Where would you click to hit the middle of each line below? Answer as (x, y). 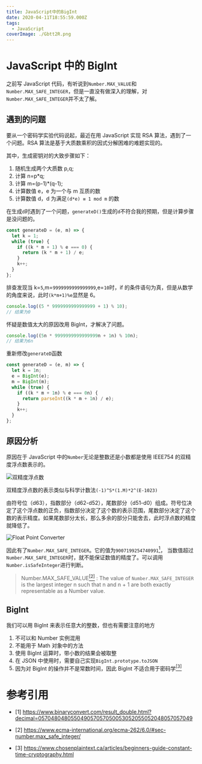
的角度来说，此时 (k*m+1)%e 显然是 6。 (53, 295)
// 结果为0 (19, 312)
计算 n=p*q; (30, 176)
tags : (13, 23)
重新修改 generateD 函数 (34, 354)
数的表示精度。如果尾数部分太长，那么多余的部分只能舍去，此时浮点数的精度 (101, 518)
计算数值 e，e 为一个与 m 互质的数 (58, 191)
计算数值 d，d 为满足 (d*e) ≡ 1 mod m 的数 (67, 198)
